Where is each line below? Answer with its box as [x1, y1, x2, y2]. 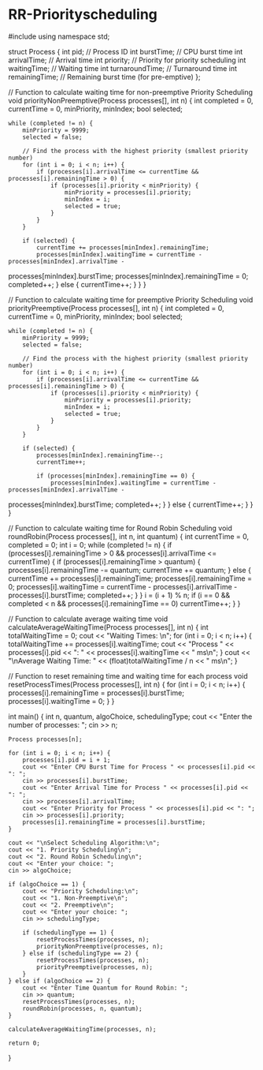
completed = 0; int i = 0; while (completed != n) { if [8, 540, 172, 549]
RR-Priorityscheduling [8, 6, 157, 24]
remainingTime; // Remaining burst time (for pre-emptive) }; [8, 72, 201, 81]
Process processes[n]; [8, 735, 83, 743]
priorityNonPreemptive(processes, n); [36, 942, 164, 950]
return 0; [8, 1039, 41, 1047]
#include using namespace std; [8, 32, 110, 41]
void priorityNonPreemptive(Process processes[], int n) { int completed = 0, [8, 95, 254, 105]
